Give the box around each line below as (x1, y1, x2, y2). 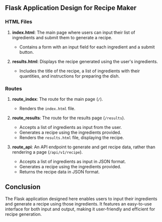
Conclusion (5, 183, 41, 191)
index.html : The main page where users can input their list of (12, 29, 135, 35)
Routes (5, 85, 22, 92)
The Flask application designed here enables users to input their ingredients (5, 196, 158, 202)
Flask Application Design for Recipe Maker (5, 4, 137, 12)
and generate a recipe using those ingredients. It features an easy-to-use (5, 201, 152, 206)
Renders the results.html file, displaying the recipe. (19, 134, 124, 140)
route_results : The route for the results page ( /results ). (12, 115, 126, 121)
